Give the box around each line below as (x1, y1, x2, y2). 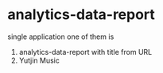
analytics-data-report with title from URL (18, 47, 153, 56)
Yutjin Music (18, 56, 60, 65)
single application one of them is (7, 32, 114, 41)
